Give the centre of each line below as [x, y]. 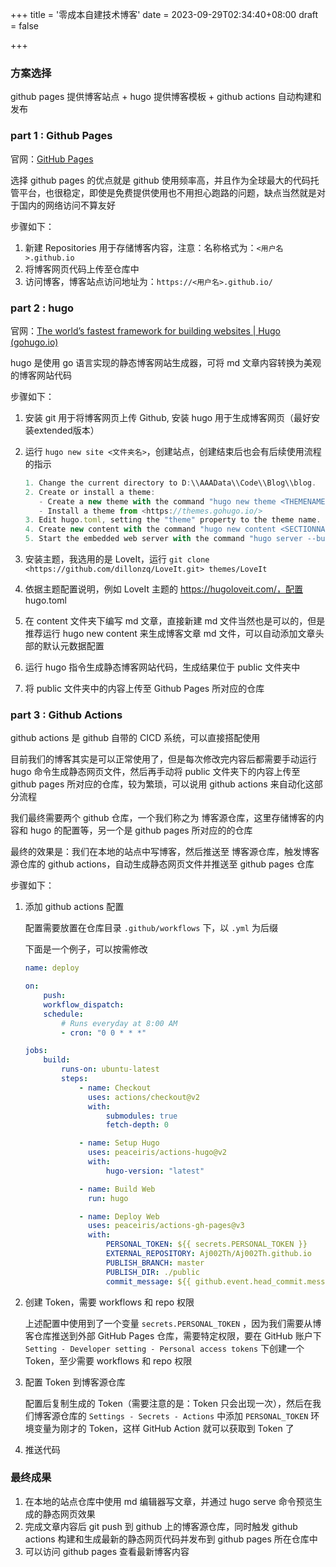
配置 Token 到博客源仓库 [75, 1382]
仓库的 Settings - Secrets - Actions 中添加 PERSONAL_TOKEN [184, 1415]
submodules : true [141, 1116]
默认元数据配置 [73, 646]
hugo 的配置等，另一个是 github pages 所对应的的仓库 [141, 830]
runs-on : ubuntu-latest [110, 1069]
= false [24, 26]
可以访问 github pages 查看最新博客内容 [107, 1551]
